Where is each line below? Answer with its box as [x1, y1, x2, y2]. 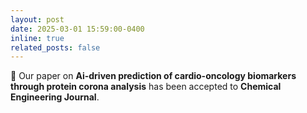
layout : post [10, 14, 65, 25]
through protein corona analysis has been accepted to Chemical [10, 81, 282, 93]
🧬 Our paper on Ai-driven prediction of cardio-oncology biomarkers [10, 70, 297, 82]
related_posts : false [10, 42, 101, 53]
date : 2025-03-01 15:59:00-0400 [10, 24, 145, 34]
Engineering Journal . [10, 91, 100, 103]
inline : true [10, 33, 65, 43]
